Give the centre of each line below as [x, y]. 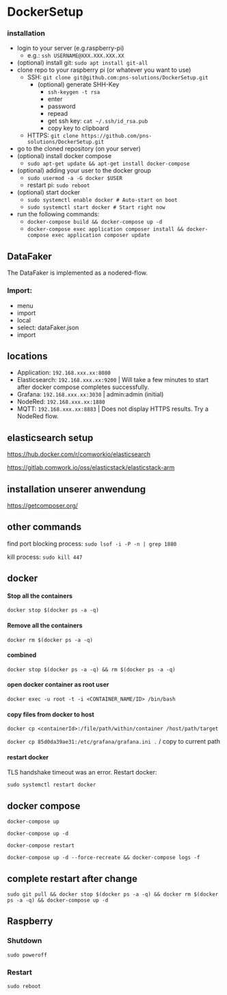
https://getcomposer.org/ [43, 506]
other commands [44, 527]
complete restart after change [72, 878]
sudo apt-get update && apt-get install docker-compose [108, 164]
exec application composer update [101, 236]
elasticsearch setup [50, 438]
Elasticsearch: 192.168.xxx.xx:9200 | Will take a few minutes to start [112, 380]
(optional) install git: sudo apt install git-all [82, 63]
